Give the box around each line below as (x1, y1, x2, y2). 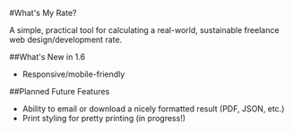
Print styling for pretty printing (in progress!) (22, 113, 186, 123)
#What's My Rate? (9, 8, 77, 18)
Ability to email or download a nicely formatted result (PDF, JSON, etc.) (22, 103, 285, 114)
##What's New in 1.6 (9, 52, 86, 62)
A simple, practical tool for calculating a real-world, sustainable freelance (9, 25, 280, 35)
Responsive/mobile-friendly (22, 69, 125, 79)
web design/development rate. (9, 35, 123, 45)
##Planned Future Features (9, 87, 110, 96)
